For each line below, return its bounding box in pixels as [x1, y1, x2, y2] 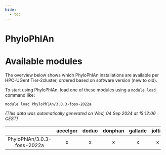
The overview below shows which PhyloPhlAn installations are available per [5, 72, 159, 78]
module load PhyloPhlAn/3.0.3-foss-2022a [5, 102, 92, 107]
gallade [129, 127, 147, 134]
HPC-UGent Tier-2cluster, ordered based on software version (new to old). [5, 77, 157, 83]
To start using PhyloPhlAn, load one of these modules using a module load [5, 87, 156, 93]
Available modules [5, 55, 83, 67]
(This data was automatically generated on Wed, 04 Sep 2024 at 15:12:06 [5, 110, 156, 116]
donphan [103, 127, 124, 134]
